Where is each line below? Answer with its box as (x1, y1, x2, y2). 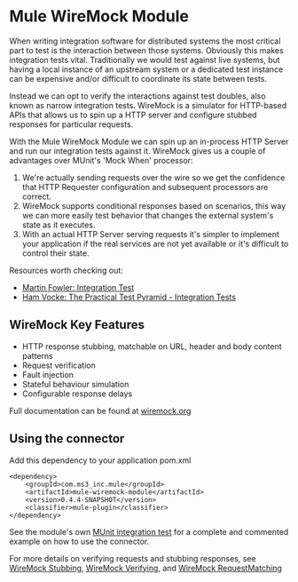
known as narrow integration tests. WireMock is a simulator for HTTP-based (9, 100, 286, 110)
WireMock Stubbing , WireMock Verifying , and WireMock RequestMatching (9, 562, 282, 573)
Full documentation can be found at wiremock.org (9, 405, 192, 416)
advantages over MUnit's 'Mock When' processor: (9, 155, 193, 165)
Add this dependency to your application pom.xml (9, 455, 192, 466)
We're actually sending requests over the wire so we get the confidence (21, 171, 286, 183)
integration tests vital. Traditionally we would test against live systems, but (9, 54, 281, 65)
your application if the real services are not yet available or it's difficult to (21, 238, 289, 249)
